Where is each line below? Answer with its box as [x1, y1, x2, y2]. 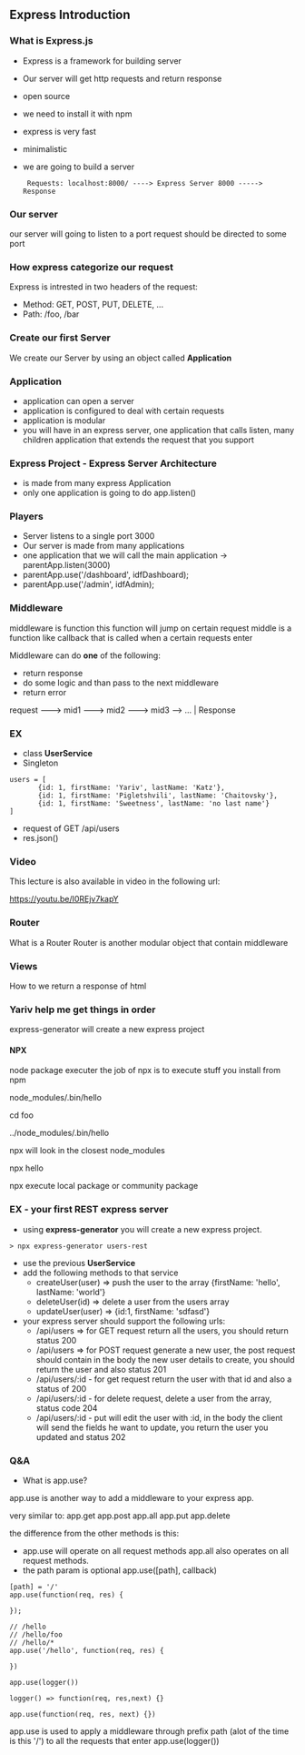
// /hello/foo [9, 1630, 64, 1639]
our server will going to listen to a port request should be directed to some [9, 228, 288, 239]
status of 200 [35, 1383, 87, 1394]
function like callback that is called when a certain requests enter [9, 632, 253, 643]
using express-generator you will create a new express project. [22, 1223, 262, 1234]
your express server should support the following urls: [22, 1315, 225, 1326]
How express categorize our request [9, 260, 174, 273]
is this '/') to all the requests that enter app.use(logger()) [9, 1736, 220, 1747]
